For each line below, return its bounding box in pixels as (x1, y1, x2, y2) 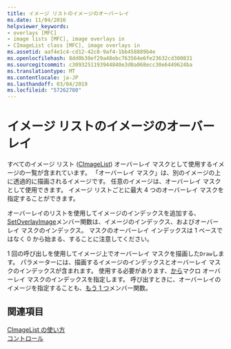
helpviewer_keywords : (7, 23, 70, 30)
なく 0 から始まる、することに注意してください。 (12, 235, 153, 243)
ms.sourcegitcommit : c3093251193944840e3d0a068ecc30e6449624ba (7, 61, 193, 68)
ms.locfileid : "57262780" (7, 87, 81, 94)
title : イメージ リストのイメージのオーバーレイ (7, 10, 130, 17)
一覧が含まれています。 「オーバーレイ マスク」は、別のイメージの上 (25, 169, 221, 177)
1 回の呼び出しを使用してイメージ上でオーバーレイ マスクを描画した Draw (7, 249, 212, 258)
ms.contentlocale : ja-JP (7, 74, 79, 81)
